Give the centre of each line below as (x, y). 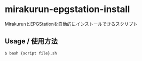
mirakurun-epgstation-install (67, 9)
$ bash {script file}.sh (31, 53)
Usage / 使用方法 (31, 41)
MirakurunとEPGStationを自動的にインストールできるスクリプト (71, 24)
